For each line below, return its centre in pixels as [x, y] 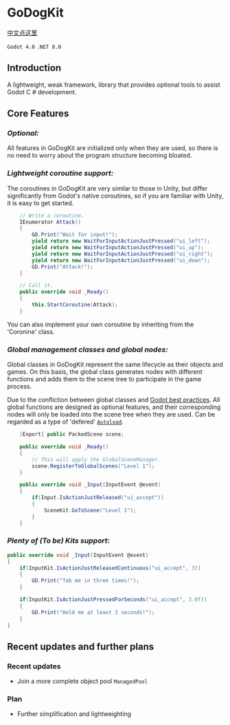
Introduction [34, 68]
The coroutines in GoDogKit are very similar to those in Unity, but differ [107, 188]
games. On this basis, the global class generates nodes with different [105, 372]
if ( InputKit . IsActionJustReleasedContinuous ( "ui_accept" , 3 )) [110, 568]
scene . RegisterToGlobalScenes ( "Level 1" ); [93, 466]
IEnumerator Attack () [50, 222]
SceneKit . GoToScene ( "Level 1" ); [90, 510]
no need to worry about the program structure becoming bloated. [100, 156]
